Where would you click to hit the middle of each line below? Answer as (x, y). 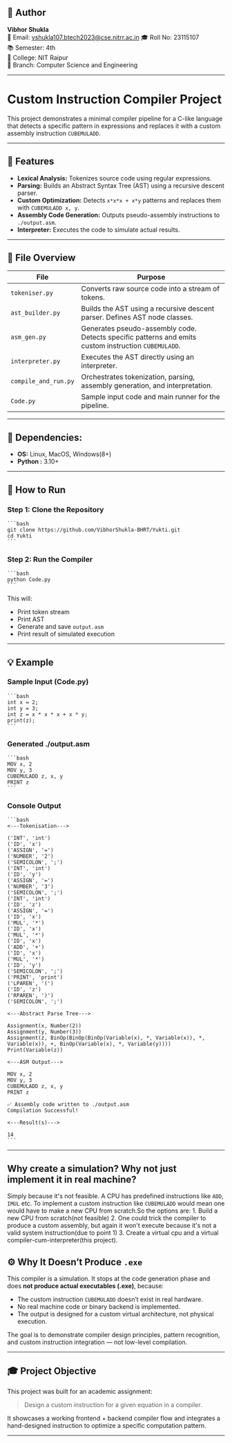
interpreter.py (36, 361)
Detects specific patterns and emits (139, 338)
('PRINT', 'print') (35, 977)
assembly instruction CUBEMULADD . (54, 133)
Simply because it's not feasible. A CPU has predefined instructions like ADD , (115, 1196)
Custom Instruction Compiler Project (115, 99)
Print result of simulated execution (66, 634)
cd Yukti (20, 536)
